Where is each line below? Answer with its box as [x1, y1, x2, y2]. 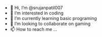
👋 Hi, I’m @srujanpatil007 [10, 5, 63, 10]
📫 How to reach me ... [10, 26, 57, 32]
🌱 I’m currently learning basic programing [10, 15, 97, 21]
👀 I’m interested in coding [10, 10, 64, 16]
